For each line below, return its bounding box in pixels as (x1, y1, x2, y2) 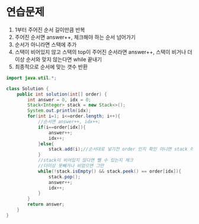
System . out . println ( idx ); (27, 108, 92, 114)
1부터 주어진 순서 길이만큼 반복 (14, 26, 85, 33)
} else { (37, 140, 54, 147)
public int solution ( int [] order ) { (17, 91, 108, 97)
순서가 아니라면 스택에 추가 (14, 41, 77, 48)
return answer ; (27, 201, 65, 207)
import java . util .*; (6, 75, 57, 81)
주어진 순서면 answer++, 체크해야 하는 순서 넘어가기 (14, 33, 136, 40)
